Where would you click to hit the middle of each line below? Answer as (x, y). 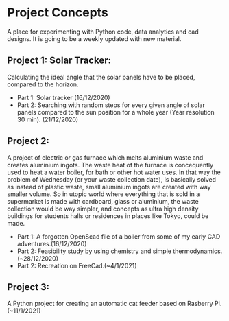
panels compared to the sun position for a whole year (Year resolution (116, 112)
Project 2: (28, 141)
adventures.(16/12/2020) (52, 243)
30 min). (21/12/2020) (48, 119)
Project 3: (28, 287)
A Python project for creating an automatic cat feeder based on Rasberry (110, 304)
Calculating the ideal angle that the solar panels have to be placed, (101, 77)
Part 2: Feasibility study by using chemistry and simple (94, 251)
